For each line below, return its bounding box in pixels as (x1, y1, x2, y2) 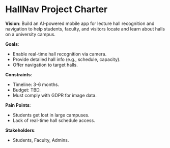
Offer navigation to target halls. (12, 62, 78, 68)
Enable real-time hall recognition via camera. (12, 51, 107, 57)
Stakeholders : (5, 127, 36, 133)
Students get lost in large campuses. (12, 112, 90, 118)
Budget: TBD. (12, 86, 41, 93)
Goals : (5, 41, 19, 47)
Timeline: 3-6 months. (12, 81, 60, 87)
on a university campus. (5, 31, 56, 37)
